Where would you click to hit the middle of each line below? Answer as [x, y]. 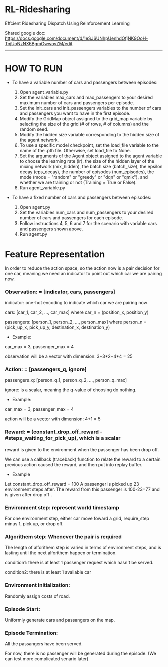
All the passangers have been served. [44, 644]
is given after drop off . [29, 494]
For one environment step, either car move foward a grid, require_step [77, 518]
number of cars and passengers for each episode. [71, 218]
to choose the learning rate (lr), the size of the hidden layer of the [87, 161]
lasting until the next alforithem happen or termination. [61, 553]
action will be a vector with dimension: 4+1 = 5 [53, 419]
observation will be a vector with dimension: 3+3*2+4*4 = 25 [69, 356]
